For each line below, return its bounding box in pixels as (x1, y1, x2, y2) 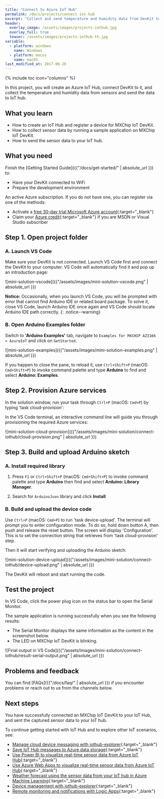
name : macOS (14, 57, 38, 62)
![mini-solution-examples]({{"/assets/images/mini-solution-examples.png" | (5, 347, 158, 353)
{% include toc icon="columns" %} (5, 75, 76, 81)
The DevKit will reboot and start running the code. (5, 571, 106, 577)
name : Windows (14, 48, 42, 53)
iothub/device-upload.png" (5, 561, 60, 567)
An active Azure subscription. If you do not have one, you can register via (5, 194, 153, 200)
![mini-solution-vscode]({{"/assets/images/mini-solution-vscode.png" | (5, 279, 148, 285)
